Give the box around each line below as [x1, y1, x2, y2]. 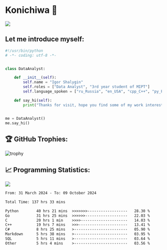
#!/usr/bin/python [5, 48, 43, 53]
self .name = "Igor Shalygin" [23, 80, 83, 85]
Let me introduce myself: [5, 35, 84, 44]
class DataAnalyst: [5, 66, 46, 71]
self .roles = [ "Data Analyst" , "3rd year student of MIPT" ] [23, 84, 150, 89]
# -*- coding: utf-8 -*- [5, 53, 57, 58]
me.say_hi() [5, 120, 30, 126]
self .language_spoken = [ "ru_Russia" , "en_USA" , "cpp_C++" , [23, 89, 150, 94]
